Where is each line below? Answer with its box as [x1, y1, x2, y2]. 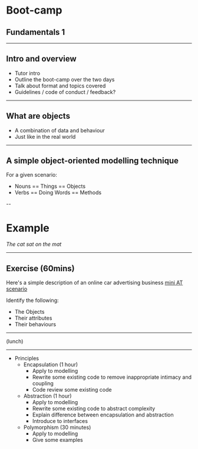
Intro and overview [6, 54, 77, 64]
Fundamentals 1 [6, 27, 65, 37]
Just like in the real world [14, 133, 76, 140]
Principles [14, 355, 39, 362]
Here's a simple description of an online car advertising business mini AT [6, 279, 183, 287]
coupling [32, 380, 54, 387]
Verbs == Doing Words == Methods [14, 189, 102, 196]
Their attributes [14, 314, 52, 322]
